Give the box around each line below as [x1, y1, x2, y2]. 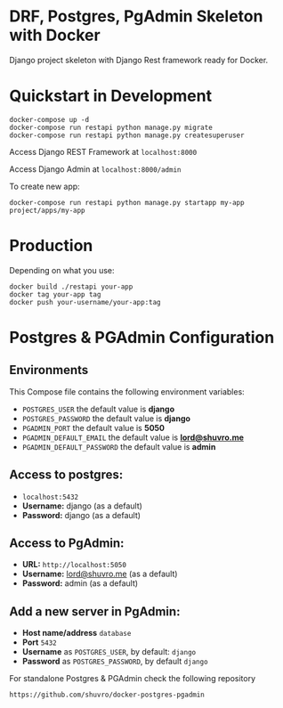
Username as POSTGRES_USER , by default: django [21, 647, 197, 657]
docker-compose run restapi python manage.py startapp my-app [9, 198, 245, 207]
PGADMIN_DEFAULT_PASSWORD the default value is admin [21, 441, 216, 452]
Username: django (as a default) [21, 500, 142, 511]
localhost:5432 [21, 492, 79, 501]
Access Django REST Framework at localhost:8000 [9, 146, 198, 157]
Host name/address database [21, 628, 132, 639]
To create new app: [9, 181, 80, 191]
